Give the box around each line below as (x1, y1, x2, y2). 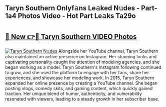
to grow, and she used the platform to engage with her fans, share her (5, 70, 149, 75)
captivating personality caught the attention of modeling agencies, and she (5, 59, 160, 65)
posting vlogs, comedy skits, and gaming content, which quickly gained (5, 86, 153, 91)
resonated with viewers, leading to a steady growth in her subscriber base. (5, 96, 159, 102)
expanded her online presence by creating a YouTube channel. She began (5, 80, 157, 86)
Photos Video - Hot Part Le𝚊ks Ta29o (17, 12, 136, 20)
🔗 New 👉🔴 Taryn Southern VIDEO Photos (5, 32, 137, 41)
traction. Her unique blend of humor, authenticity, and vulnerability (5, 91, 142, 97)
